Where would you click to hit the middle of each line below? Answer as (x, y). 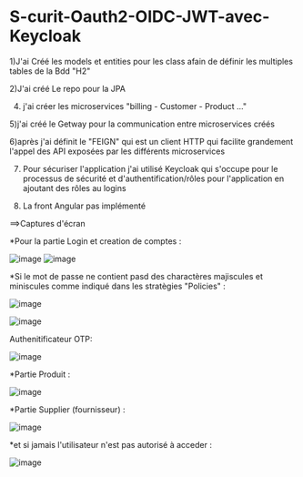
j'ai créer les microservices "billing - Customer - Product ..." (135, 106)
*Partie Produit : (40, 374)
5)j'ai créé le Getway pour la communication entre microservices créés (142, 124)
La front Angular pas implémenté (84, 206)
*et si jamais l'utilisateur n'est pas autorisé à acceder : (111, 444)
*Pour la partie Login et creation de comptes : (96, 241)
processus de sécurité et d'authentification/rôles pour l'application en (153, 178)
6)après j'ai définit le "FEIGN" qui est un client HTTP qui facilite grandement (151, 141)
